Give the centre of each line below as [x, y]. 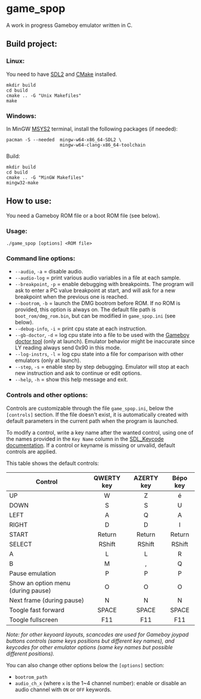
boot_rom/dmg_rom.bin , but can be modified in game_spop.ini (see [95, 316]
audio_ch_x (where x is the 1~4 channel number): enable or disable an [100, 683]
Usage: [17, 231]
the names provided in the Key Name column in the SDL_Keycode [85, 439]
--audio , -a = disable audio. [49, 272]
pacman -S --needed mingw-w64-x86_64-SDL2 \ [64, 139]
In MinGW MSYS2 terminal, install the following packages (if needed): [92, 129]
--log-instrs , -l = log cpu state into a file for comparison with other [99, 354]
